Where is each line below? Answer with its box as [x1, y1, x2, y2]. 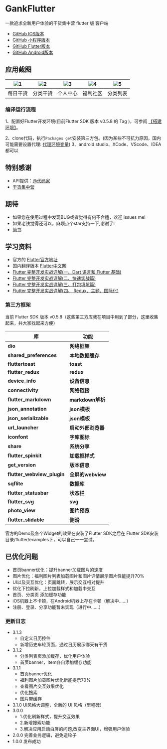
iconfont [7, 433, 28, 440]
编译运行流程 [5, 106, 36, 113]
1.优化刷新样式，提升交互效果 [19, 713, 80, 719]
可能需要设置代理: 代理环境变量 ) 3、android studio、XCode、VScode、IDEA [5, 142, 162, 148]
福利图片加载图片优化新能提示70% [19, 677, 91, 683]
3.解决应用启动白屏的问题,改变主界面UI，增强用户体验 [19, 726, 131, 732]
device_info [7, 377, 36, 384]
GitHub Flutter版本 [12, 43, 50, 49]
